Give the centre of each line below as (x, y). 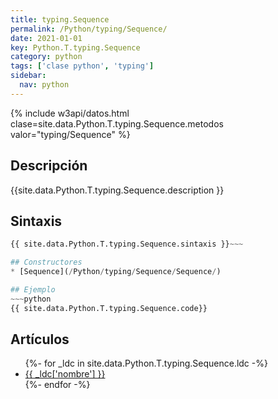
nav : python (44, 85)
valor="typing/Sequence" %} (70, 134)
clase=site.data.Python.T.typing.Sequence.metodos (117, 123)
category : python (46, 57)
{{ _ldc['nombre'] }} (65, 374)
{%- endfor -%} (57, 385)
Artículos (40, 339)
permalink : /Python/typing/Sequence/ (89, 29)
